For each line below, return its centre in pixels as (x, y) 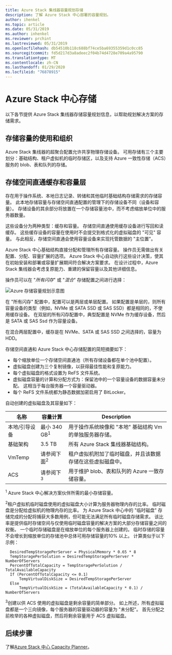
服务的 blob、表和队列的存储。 (38, 164)
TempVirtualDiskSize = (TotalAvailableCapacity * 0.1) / (81, 588)
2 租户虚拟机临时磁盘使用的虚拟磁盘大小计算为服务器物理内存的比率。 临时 (83, 504)
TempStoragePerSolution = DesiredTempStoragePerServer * (72, 557)
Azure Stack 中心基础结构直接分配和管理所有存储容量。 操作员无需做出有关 (84, 249)
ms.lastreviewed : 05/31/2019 (36, 44)
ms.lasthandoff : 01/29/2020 (35, 67)
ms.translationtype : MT (31, 58)
